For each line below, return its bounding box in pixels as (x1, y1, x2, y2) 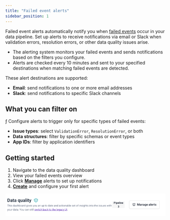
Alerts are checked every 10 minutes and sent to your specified (12, 59, 146, 66)
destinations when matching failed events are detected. (12, 65, 129, 71)
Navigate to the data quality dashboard (12, 167, 95, 173)
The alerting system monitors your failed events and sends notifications (12, 49, 163, 55)
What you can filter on (5, 105, 77, 113)
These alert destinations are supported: (5, 75, 88, 81)
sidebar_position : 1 (5, 13, 49, 19)
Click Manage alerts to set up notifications (12, 178, 102, 184)
